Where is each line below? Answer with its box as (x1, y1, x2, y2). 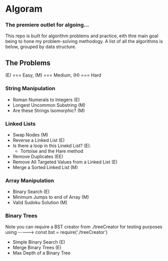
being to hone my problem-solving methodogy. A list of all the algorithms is (5, 38, 163, 44)
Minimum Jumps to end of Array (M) (12, 194, 89, 200)
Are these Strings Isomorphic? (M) (12, 107, 85, 113)
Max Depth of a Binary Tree (12, 250, 71, 256)
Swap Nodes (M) (12, 131, 48, 138)
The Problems (5, 58, 51, 67)
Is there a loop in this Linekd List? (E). (12, 143, 92, 149)
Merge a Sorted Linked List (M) (12, 164, 78, 170)
